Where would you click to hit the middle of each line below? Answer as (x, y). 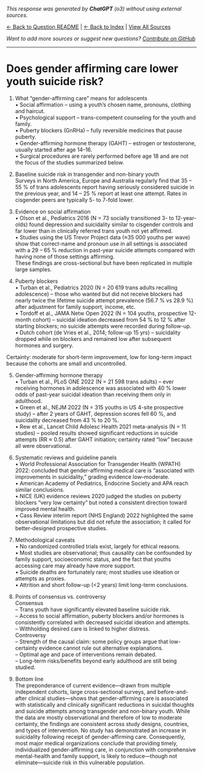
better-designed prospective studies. (61, 528)
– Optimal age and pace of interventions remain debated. (86, 654)
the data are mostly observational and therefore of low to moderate (98, 717)
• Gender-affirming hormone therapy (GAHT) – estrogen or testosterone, (105, 143)
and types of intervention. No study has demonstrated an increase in (101, 730)
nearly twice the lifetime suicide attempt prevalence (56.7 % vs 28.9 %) (104, 300)
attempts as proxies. (40, 578)
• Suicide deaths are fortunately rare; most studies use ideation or (97, 572)
